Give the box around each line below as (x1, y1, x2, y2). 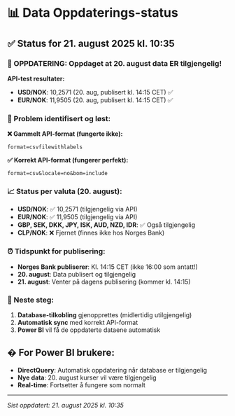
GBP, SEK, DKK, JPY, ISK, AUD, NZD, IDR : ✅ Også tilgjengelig (17, 221, 196, 229)
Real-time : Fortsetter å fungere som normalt (17, 380, 145, 389)
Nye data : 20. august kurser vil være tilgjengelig (17, 373, 157, 382)
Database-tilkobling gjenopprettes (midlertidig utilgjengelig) (17, 311, 192, 319)
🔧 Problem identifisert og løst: (7, 113, 111, 123)
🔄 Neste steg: (7, 295, 54, 305)
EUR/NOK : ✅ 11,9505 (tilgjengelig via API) (17, 213, 138, 221)
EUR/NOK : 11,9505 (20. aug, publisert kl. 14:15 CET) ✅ (17, 95, 173, 104)
